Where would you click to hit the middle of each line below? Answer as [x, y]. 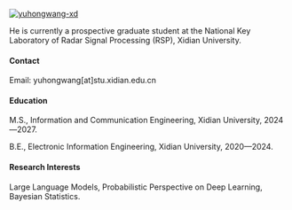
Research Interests [45, 167]
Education [28, 100]
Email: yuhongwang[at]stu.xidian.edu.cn [83, 81]
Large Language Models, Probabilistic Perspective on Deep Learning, [136, 187]
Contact [24, 60]
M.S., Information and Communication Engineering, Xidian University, [136, 121]
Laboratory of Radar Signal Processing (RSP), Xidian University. [126, 40]
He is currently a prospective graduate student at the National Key [130, 31]
